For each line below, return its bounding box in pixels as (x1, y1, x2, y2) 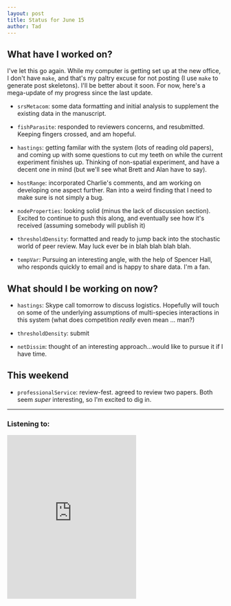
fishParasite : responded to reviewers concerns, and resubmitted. (16, 123, 205, 131)
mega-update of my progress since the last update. (7, 89, 153, 97)
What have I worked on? (7, 48, 113, 60)
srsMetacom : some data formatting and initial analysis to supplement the (16, 102, 219, 110)
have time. (16, 350, 47, 358)
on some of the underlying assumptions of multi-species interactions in (16, 308, 220, 316)
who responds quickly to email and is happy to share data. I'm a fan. (16, 263, 211, 271)
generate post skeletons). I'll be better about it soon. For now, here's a (7, 81, 206, 90)
